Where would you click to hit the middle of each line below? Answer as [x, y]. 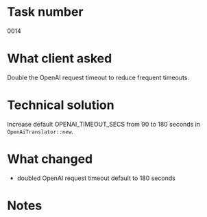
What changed [50, 159]
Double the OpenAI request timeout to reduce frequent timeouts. [98, 77]
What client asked [60, 59]
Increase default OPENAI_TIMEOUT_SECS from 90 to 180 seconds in [104, 124]
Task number [45, 12]
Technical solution [61, 105]
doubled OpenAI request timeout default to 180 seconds [96, 178]
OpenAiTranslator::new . [40, 131]
